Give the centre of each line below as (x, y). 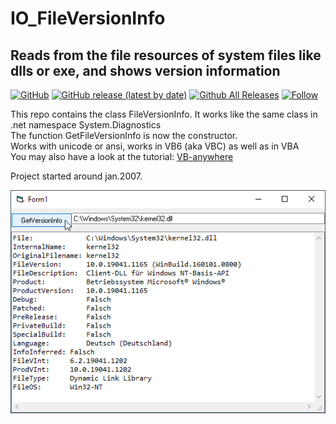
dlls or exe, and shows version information (145, 70)
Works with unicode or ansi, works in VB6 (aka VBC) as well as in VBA (155, 146)
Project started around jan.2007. (76, 176)
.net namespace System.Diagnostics (86, 125)
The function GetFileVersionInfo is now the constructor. (124, 135)
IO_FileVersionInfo (88, 18)
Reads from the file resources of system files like (166, 55)
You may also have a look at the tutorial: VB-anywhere (122, 156)
